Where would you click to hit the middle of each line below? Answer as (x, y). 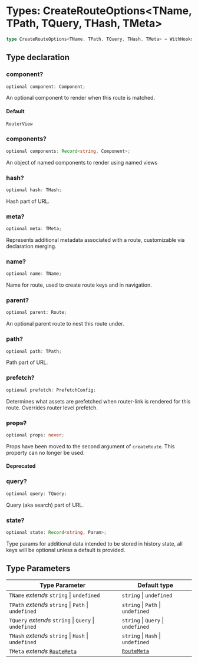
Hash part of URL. (28, 201)
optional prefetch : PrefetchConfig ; (51, 390)
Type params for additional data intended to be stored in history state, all (94, 543)
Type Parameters (38, 568)
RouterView (19, 124)
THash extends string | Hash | (49, 635)
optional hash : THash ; (34, 190)
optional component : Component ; (46, 87)
